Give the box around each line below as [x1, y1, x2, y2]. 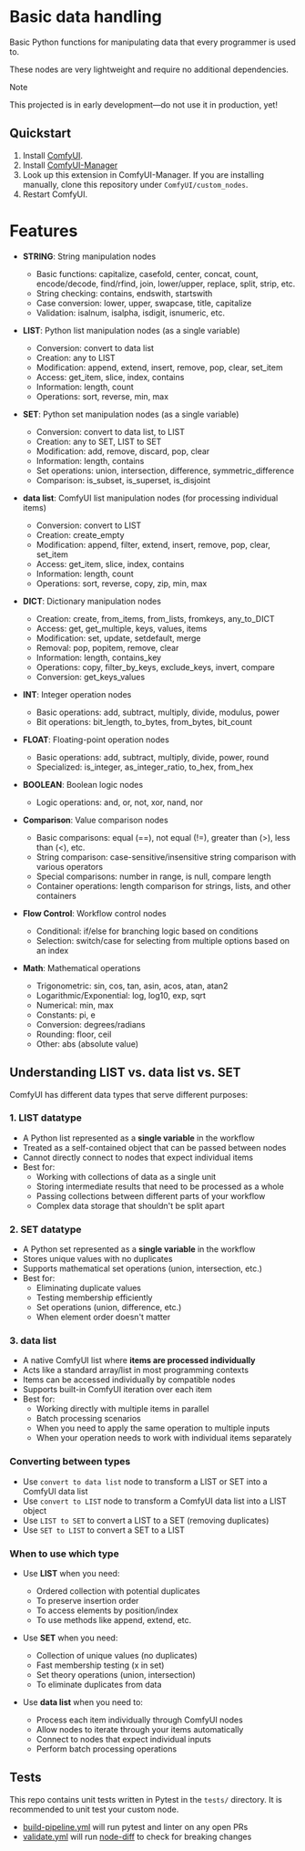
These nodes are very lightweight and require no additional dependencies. [9, 64, 290, 75]
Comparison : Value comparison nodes [22, 814, 168, 825]
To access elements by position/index [36, 1605, 179, 1616]
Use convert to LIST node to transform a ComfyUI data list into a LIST [22, 1495, 287, 1506]
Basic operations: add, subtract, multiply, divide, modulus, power [36, 707, 280, 718]
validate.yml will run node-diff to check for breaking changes [22, 1831, 252, 1842]
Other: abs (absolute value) [36, 1038, 139, 1050]
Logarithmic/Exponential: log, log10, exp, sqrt [36, 989, 207, 1000]
